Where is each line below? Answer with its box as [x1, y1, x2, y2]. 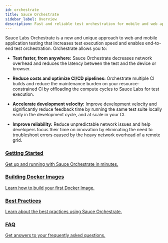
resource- [119, 81, 140, 87]
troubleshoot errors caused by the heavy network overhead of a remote [12, 132, 161, 138]
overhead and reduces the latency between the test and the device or [12, 60, 156, 66]
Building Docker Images [5, 173, 64, 180]
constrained [12, 86, 37, 92]
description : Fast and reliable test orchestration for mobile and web [5, 21, 157, 26]
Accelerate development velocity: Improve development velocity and [12, 101, 157, 107]
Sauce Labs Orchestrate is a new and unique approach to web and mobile [5, 35, 157, 41]
